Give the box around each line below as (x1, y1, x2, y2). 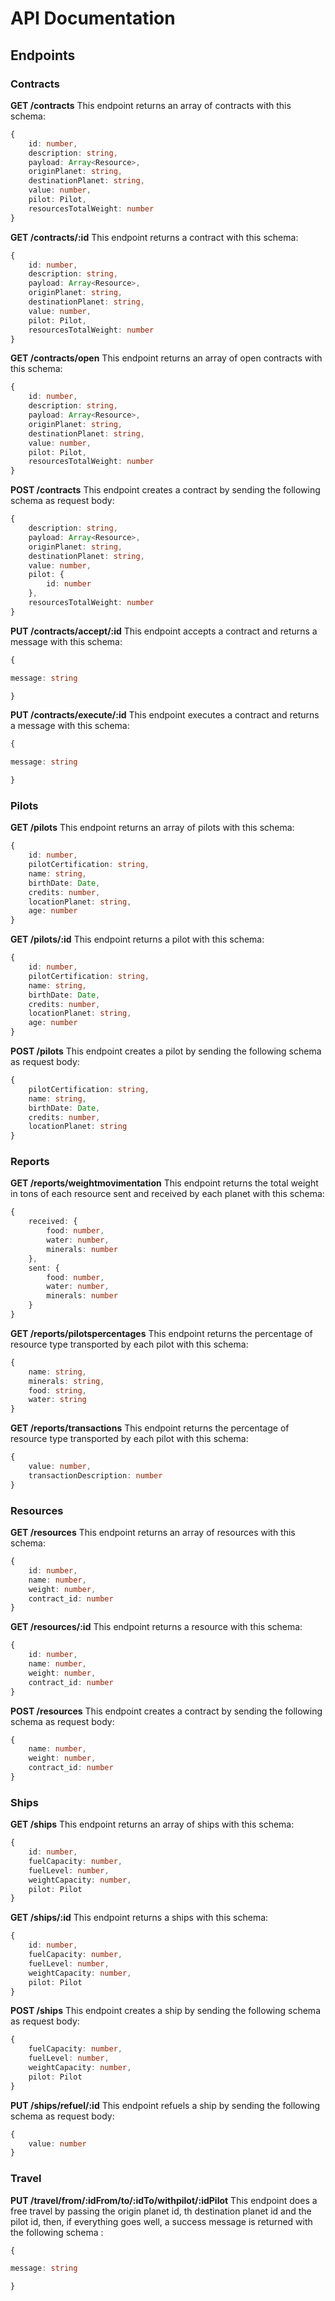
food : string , (28, 1385, 87, 1396)
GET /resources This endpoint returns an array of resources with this (10, 1527, 296, 1539)
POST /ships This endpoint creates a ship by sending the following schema (10, 2005, 321, 2017)
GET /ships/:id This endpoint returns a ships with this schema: (10, 1912, 269, 1924)
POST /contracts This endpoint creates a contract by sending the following (10, 484, 321, 496)
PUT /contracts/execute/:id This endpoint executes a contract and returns (10, 709, 320, 721)
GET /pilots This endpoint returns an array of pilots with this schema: (10, 822, 295, 834)
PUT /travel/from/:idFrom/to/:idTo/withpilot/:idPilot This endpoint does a (10, 2194, 318, 2206)
